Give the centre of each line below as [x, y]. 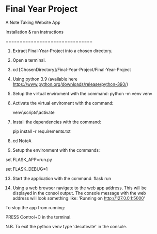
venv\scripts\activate [33, 112]
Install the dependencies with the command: [57, 122]
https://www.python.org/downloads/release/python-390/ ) [70, 84]
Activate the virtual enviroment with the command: [63, 103]
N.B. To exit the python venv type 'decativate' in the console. [66, 226]
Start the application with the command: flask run [62, 178]
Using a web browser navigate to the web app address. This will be [79, 188]
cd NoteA [22, 141]
